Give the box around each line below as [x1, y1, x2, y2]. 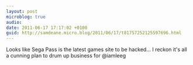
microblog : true [6, 14, 46, 20]
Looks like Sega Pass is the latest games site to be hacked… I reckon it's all [6, 46, 187, 53]
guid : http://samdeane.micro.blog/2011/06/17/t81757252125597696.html [6, 30, 182, 36]
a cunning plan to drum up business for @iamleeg [6, 52, 126, 59]
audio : [6, 19, 22, 25]
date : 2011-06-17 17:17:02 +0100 [6, 24, 88, 31]
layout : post [6, 8, 38, 15]
